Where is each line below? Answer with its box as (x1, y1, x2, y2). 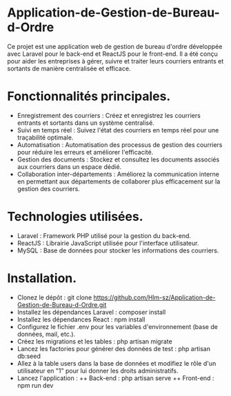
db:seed (17, 352, 41, 360)
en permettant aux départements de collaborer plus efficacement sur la (17, 177, 221, 186)
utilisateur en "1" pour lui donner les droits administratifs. (17, 366, 179, 375)
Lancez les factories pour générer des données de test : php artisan (17, 344, 210, 353)
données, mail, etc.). (17, 330, 76, 338)
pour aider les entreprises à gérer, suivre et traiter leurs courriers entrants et (7, 57, 224, 65)
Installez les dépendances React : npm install (17, 315, 145, 324)
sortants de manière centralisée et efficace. (7, 64, 131, 72)
